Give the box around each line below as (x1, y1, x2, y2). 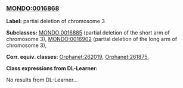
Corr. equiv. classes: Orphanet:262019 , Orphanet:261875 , (6, 54, 149, 61)
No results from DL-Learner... (6, 76, 78, 84)
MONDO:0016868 (6, 4, 60, 12)
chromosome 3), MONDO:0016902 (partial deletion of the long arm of (6, 36, 178, 43)
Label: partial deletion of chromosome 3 (6, 18, 106, 25)
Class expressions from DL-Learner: (6, 65, 98, 72)
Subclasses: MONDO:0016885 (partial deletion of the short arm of (6, 29, 170, 36)
